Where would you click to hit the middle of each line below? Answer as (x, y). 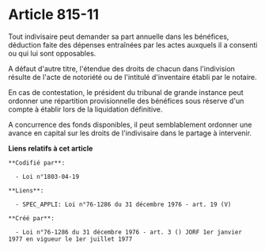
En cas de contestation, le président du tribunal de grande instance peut (126, 92)
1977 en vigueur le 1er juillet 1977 (70, 239)
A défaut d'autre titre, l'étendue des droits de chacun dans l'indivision (122, 68)
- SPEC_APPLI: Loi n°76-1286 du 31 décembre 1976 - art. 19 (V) (123, 204)
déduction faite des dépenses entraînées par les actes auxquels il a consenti (133, 44)
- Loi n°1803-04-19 (47, 177)
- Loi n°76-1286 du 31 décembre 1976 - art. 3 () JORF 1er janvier (129, 232)
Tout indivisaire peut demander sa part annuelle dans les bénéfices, (119, 36)
